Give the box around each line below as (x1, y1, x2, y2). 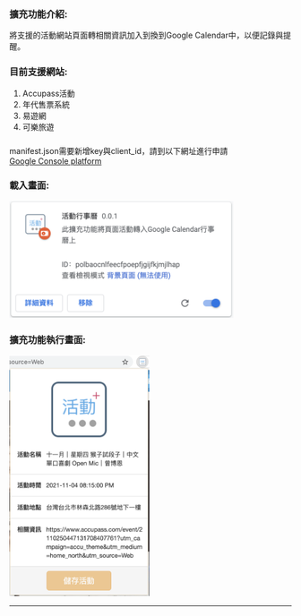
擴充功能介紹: (9, 7, 68, 20)
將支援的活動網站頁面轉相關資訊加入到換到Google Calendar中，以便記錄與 (9, 30, 284, 41)
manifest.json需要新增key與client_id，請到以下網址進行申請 (9, 145, 228, 156)
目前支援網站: (9, 65, 68, 78)
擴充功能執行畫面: (9, 334, 87, 346)
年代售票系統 (21, 98, 70, 109)
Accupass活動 (21, 88, 76, 98)
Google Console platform (9, 155, 102, 167)
